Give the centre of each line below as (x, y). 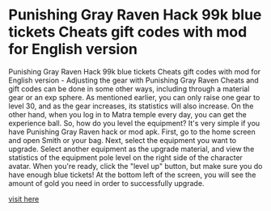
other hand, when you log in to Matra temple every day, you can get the (127, 114)
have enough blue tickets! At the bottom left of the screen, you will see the (132, 175)
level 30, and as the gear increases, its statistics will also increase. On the (131, 106)
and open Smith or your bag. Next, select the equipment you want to (123, 140)
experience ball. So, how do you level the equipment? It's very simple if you (134, 123)
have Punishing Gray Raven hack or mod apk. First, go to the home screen (132, 132)
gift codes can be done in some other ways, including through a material (129, 89)
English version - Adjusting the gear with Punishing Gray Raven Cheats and (133, 80)
